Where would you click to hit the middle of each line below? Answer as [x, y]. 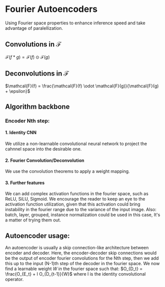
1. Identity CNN [21, 133]
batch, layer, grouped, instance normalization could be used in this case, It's [83, 215]
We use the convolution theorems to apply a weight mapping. [67, 171]
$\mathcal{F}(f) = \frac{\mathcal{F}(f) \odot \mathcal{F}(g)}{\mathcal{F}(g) [82, 86]
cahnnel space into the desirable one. [43, 149]
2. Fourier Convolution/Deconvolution [45, 160]
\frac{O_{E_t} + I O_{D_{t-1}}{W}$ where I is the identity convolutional [75, 274]
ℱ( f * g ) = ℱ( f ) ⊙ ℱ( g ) [28, 57]
